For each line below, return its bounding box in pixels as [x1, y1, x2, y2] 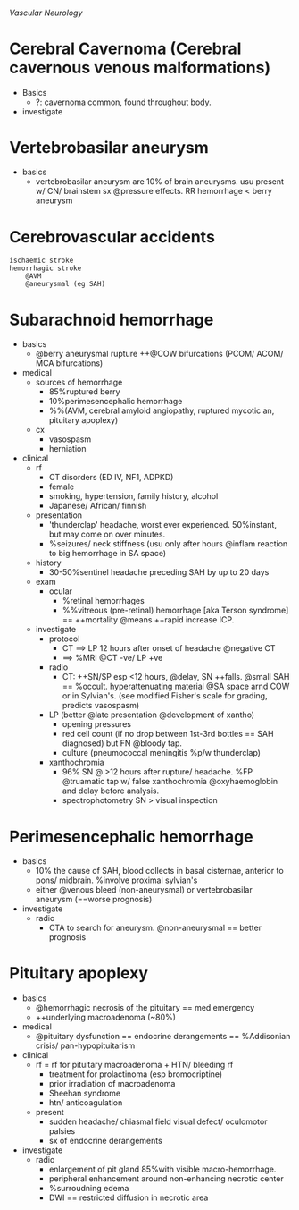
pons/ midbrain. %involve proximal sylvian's [35, 875, 198, 885]
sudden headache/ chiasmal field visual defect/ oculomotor [48, 1116, 268, 1127]
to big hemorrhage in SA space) [48, 548, 167, 559]
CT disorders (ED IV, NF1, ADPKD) [48, 472, 174, 483]
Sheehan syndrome [48, 1087, 121, 1099]
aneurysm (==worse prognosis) [35, 894, 153, 905]
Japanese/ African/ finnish [48, 501, 147, 512]
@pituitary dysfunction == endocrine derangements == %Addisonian [35, 1031, 291, 1042]
